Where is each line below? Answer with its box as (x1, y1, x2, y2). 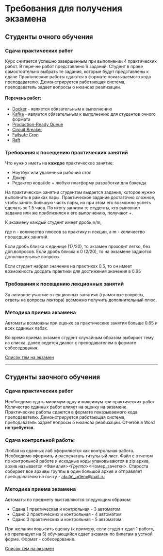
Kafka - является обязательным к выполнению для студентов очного (12, 111, 156, 117)
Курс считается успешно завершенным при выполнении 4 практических (5, 58, 157, 64)
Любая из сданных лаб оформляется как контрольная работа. (5, 448, 134, 453)
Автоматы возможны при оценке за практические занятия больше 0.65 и (5, 320, 158, 326)
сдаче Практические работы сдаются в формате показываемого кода (5, 73, 151, 79)
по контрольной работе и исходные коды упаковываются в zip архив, (5, 458, 150, 464)
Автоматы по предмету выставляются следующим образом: (5, 497, 131, 502)
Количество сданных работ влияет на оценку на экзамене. (5, 404, 128, 410)
